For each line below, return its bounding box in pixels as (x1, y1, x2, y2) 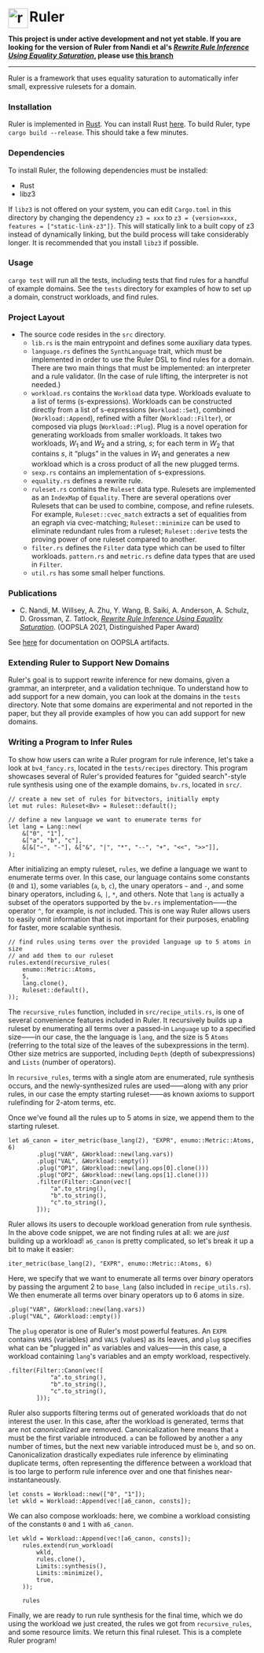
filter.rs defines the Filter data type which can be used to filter (31, 542, 246, 552)
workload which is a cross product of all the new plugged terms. (31, 459, 240, 468)
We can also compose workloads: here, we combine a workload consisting (8, 1510, 251, 1521)
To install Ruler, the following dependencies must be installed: (8, 166, 208, 175)
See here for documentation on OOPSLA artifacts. (8, 638, 170, 647)
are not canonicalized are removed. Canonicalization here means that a (8, 1424, 239, 1434)
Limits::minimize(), (36, 1569, 104, 1577)
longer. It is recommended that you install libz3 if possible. (8, 237, 199, 248)
